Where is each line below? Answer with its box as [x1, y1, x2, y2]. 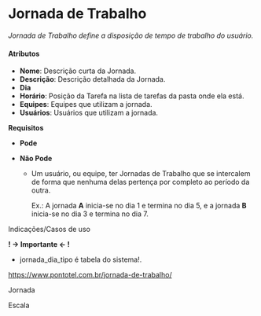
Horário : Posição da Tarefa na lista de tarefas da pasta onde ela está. [19, 91, 244, 101]
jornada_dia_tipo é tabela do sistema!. [19, 255, 142, 264]
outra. [31, 186, 51, 195]
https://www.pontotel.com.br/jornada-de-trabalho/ [8, 270, 172, 280]
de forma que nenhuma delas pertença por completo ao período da [31, 178, 250, 187]
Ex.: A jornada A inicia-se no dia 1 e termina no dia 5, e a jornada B [31, 201, 247, 211]
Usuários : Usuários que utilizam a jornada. [19, 108, 159, 118]
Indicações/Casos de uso [8, 225, 90, 234]
